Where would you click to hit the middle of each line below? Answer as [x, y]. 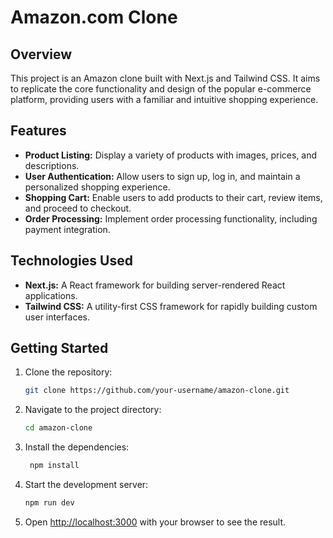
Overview [41, 54]
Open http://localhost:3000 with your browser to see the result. [155, 522]
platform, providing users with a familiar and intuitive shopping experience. [164, 99]
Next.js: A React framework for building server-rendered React [155, 285]
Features [38, 131]
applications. [51, 295]
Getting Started [59, 348]
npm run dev [49, 503]
